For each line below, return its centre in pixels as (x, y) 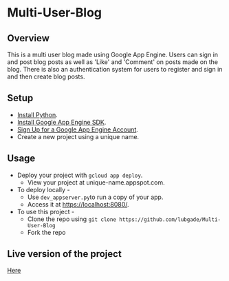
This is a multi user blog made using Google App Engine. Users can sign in (113, 54)
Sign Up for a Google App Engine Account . (78, 129)
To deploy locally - (43, 189)
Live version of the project (64, 254)
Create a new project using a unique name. (78, 136)
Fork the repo (46, 232)
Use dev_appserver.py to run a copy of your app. (95, 197)
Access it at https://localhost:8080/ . (78, 204)
